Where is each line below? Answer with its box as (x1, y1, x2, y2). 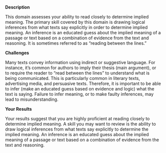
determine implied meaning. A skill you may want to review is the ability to (5, 121, 156, 127)
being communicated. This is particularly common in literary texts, (5, 76, 140, 81)
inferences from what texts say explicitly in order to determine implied (5, 24, 148, 30)
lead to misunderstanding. (5, 96, 58, 102)
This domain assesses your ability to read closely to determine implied (5, 14, 149, 19)
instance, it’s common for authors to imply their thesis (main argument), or (5, 65, 157, 71)
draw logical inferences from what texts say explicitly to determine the (5, 126, 149, 132)
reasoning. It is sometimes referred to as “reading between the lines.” (5, 40, 147, 46)
